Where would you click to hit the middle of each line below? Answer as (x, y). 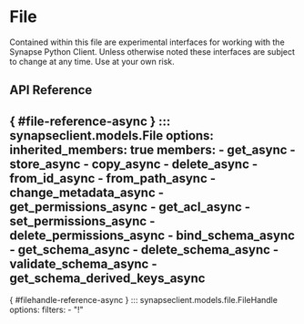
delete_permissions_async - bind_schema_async (152, 235)
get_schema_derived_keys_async (107, 278)
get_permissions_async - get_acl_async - (130, 207)
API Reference (51, 90)
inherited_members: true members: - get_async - (152, 149)
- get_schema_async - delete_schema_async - (144, 250)
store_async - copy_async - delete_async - (134, 164)
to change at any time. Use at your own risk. (92, 61)
